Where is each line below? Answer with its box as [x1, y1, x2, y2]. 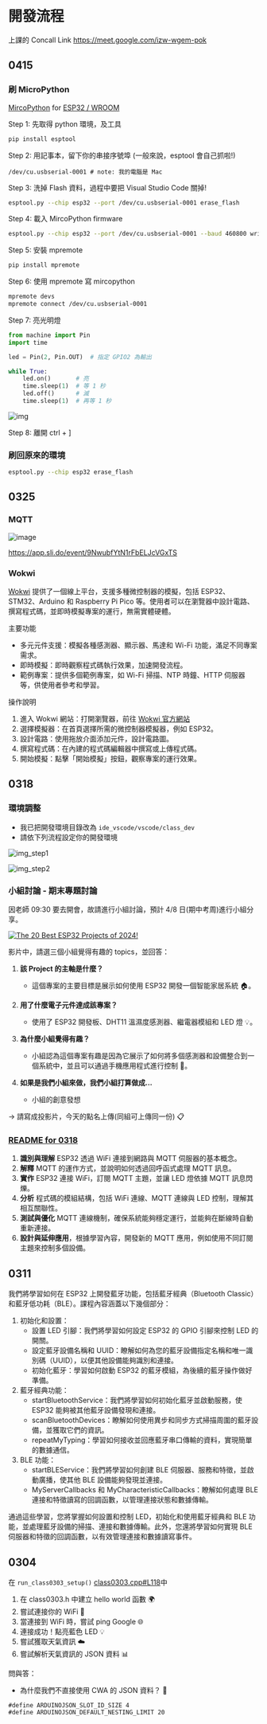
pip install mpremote [8, 261, 80, 269]
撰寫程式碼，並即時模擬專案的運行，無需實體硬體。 [8, 607, 176, 616]
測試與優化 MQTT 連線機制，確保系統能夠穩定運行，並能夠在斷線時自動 [19, 1214, 253, 1223]
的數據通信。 [31, 1445, 74, 1455]
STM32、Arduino [8, 596, 65, 606]
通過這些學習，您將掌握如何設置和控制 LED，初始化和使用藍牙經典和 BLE [8, 1512, 247, 1522]
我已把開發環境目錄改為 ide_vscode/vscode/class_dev [19, 822, 195, 832]
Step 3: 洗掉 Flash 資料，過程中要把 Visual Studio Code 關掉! [8, 182, 207, 192]
